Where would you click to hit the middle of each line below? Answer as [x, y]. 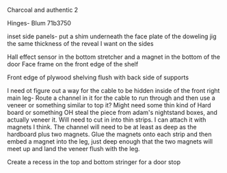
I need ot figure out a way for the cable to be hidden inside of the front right [113, 91]
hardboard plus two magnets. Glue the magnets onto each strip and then [109, 134]
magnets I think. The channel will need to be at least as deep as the [102, 127]
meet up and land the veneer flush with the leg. [74, 149]
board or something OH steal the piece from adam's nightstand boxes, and [112, 112]
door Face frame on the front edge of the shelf [73, 64]
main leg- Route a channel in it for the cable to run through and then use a [111, 98]
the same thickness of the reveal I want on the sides [80, 43]
